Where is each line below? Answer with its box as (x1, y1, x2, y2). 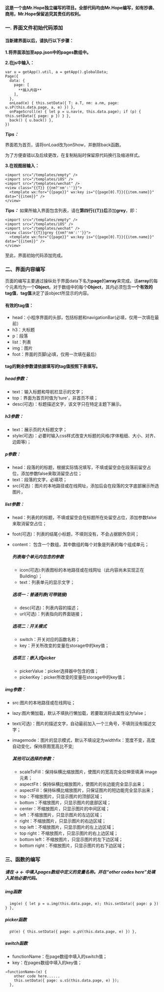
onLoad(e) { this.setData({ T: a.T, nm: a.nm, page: (9, 101, 119, 106)
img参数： (5, 686, 26, 692)
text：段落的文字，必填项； (12, 477, 68, 483)
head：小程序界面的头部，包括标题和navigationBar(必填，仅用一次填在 (12, 314, 155, 320)
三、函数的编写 (5, 856, 41, 863)
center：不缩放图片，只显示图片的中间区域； (19, 806, 110, 812)
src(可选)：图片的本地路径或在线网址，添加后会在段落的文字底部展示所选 (12, 483, 159, 489)
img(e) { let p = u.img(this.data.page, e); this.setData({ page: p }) (9, 902, 159, 906)
